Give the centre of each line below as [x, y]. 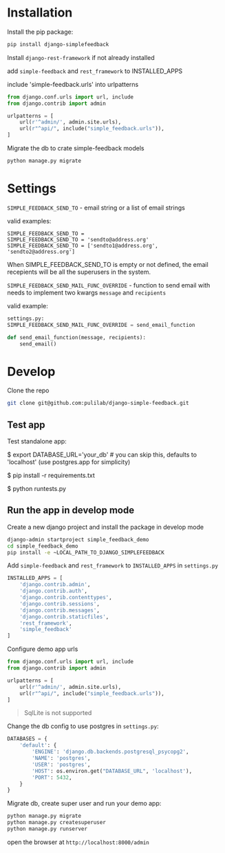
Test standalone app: [37, 441]
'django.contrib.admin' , [55, 585]
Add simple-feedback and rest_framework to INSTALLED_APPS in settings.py [113, 565]
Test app [26, 424]
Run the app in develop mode [71, 511]
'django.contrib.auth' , [54, 591]
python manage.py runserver [47, 829]
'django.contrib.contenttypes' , [66, 598]
